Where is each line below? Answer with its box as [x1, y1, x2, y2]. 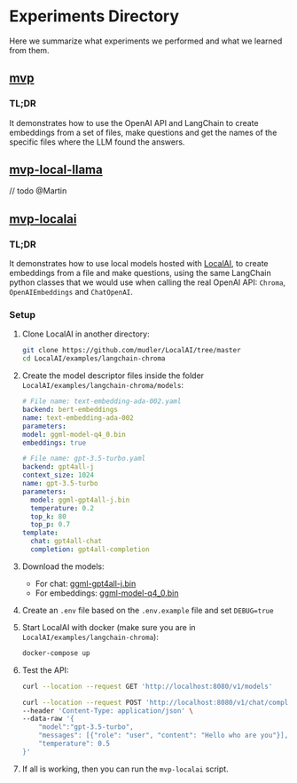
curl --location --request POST [21, 698, 142, 707]
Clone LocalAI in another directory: [21, 328, 150, 339]
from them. [9, 44, 51, 55]
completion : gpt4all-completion [30, 545, 150, 554]
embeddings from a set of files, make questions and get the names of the [9, 127, 277, 138]
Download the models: [21, 561, 105, 572]
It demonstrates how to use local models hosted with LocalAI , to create [9, 258, 269, 269]
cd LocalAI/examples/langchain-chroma [21, 354, 166, 363]
